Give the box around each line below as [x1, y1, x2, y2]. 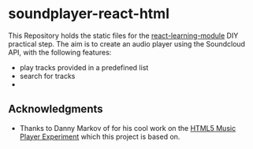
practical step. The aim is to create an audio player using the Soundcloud [8, 39, 246, 48]
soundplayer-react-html [8, 5, 170, 23]
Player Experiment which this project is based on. [19, 132, 180, 141]
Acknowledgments [8, 102, 104, 116]
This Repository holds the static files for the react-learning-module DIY [8, 31, 239, 40]
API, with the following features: [8, 47, 112, 57]
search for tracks [19, 71, 76, 80]
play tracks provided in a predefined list [19, 62, 149, 72]
